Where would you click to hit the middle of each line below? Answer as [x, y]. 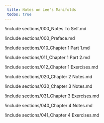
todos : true [19, 14]
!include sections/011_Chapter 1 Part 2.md [47, 57]
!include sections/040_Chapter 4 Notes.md [49, 105]
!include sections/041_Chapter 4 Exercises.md [52, 115]
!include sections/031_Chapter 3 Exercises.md [52, 96]
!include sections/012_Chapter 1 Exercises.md [52, 67]
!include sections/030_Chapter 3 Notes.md [49, 86]
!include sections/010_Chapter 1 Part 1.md [47, 48]
